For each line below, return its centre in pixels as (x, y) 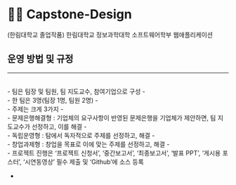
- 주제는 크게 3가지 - (35, 109)
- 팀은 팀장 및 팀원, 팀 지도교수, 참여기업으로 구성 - (76, 91)
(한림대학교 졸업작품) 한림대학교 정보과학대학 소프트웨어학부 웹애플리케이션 (110, 34)
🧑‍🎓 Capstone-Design (70, 14)
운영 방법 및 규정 (40, 59)
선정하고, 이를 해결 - (59, 127)
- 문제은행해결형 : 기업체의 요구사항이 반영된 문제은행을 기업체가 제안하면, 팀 (112, 117)
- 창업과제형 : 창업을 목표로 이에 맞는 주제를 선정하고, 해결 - (88, 144)
